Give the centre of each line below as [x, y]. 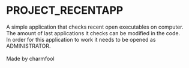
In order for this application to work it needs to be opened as [81, 39]
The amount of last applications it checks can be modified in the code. [93, 33]
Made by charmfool [31, 58]
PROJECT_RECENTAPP [65, 10]
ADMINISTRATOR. [28, 46]
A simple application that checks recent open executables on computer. [95, 27]
